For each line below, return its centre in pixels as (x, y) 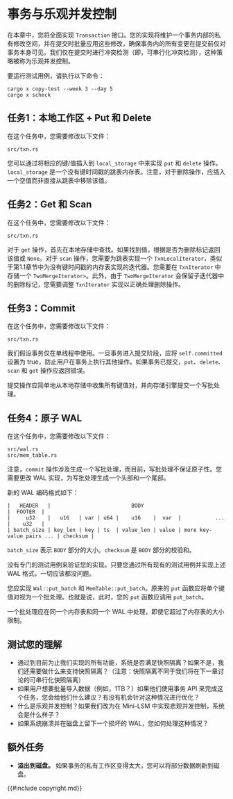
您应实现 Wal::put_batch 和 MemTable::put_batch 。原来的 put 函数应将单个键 (116, 588)
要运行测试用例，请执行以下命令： (56, 75)
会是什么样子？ (38, 715)
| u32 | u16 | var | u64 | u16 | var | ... (116, 518)
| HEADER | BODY (76, 506)
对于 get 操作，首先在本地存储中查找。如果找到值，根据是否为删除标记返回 (114, 249)
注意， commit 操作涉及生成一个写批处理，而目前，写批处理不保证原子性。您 (114, 469)
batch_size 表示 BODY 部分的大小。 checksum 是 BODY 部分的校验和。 (101, 550)
